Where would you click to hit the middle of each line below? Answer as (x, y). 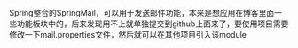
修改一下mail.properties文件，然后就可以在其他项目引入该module (128, 34)
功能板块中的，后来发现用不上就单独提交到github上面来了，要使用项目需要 (153, 24)
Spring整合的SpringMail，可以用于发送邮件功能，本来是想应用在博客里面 (142, 13)
